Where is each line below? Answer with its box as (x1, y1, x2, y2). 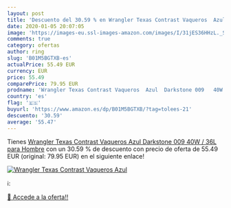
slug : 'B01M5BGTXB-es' (7, 55, 72, 62)
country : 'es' (7, 93, 48, 100)
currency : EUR (7, 67, 48, 74)
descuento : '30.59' (7, 112, 63, 119)
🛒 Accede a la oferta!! (7, 193, 69, 201)
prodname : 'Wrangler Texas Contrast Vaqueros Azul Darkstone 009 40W (7, 86, 223, 93)
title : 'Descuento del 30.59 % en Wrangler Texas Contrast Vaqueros (7, 16, 208, 23)
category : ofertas (7, 42, 60, 49)
